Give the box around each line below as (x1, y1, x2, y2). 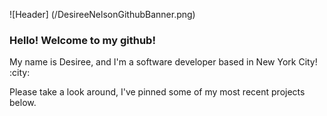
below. (9, 97, 37, 109)
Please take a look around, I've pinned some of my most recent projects (9, 86, 306, 98)
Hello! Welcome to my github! (9, 33, 156, 47)
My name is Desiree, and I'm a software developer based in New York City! (9, 56, 318, 68)
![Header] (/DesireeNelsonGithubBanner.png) (9, 9, 196, 20)
